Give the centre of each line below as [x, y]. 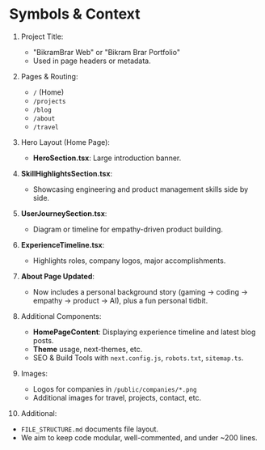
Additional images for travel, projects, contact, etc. [117, 397]
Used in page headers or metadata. [92, 61]
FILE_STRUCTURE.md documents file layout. [90, 429]
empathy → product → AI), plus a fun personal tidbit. [120, 300]
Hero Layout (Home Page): [65, 142]
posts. [43, 340]
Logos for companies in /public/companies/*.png [115, 388]
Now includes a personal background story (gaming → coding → [141, 291]
